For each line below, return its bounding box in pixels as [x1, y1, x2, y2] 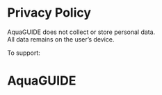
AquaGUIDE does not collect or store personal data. [7, 28, 156, 36]
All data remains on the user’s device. [7, 35, 115, 43]
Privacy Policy [7, 5, 92, 21]
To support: [7, 49, 40, 57]
